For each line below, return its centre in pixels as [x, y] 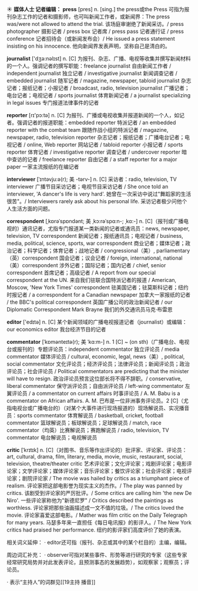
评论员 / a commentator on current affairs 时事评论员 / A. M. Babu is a [96, 393]
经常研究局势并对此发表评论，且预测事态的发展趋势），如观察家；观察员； [95, 562]
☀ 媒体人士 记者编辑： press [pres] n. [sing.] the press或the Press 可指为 [95, 9]
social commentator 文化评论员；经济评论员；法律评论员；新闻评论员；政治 [98, 364]
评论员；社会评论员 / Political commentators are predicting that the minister [98, 371]
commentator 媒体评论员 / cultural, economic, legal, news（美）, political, [96, 356]
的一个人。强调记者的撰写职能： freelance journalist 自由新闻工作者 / [89, 66]
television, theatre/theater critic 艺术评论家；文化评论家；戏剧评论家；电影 [97, 464]
